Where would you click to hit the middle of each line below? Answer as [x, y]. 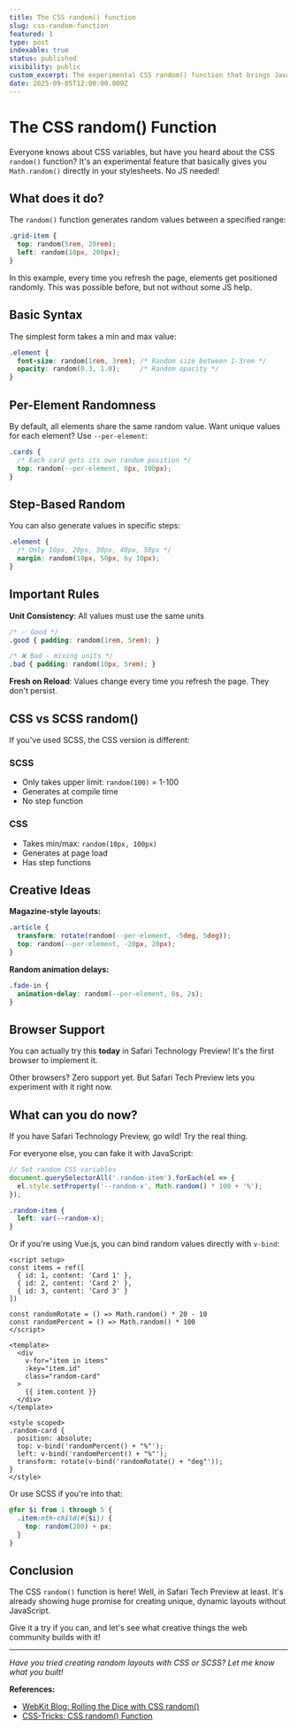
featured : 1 [31, 34]
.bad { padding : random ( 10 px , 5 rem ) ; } [83, 665]
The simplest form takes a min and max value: [93, 336]
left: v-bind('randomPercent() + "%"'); [92, 1454]
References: [32, 1689]
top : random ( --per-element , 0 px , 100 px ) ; [95, 468]
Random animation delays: [59, 969]
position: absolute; [55, 1439]
